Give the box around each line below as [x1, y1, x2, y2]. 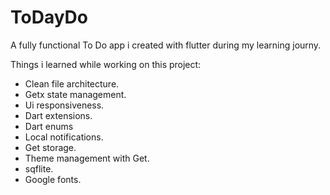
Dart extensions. [24, 109, 93, 121]
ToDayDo [10, 6, 88, 29]
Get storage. [24, 141, 77, 153]
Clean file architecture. [24, 77, 120, 90]
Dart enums [24, 120, 74, 132]
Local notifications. [24, 131, 104, 143]
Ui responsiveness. [24, 99, 105, 111]
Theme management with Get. [24, 152, 150, 164]
